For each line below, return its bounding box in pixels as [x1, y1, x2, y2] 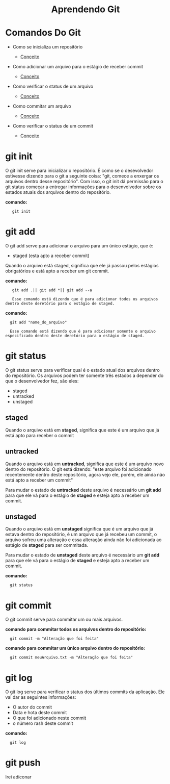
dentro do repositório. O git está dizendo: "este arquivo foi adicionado [5, 466, 152, 472]
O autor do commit [12, 704, 52, 710]
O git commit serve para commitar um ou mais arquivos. [5, 616, 123, 623]
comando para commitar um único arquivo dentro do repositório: [5, 645, 145, 651]
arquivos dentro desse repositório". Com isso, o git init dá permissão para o [5, 179, 164, 185]
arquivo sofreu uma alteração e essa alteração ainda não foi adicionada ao [5, 537, 162, 543]
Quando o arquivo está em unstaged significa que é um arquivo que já [5, 526, 154, 532]
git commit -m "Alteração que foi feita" [10, 636, 99, 641]
